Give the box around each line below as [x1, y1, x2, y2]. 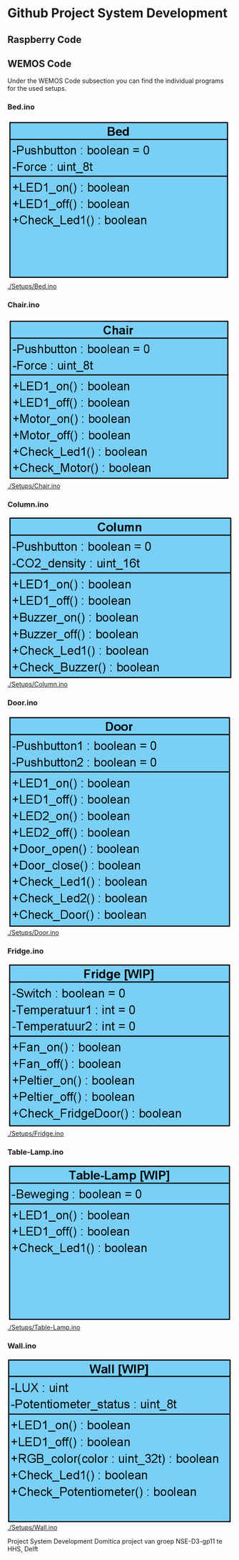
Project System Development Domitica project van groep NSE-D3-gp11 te [7, 1537, 223, 1546]
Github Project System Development [7, 5, 228, 21]
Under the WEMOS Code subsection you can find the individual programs [7, 76, 224, 85]
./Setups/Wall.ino [7, 1524, 58, 1532]
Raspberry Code [7, 34, 82, 46]
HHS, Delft [7, 1545, 39, 1554]
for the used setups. [7, 84, 67, 93]
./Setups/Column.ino [7, 680, 68, 688]
